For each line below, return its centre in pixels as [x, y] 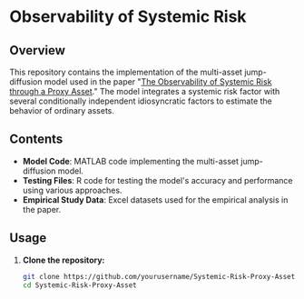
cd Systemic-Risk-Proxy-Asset [80, 285]
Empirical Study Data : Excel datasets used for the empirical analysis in [155, 199]
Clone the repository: [64, 260]
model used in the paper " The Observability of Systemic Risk [158, 82]
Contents [36, 140]
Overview [38, 50]
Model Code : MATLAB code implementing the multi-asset [130, 161]
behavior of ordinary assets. [62, 110]
